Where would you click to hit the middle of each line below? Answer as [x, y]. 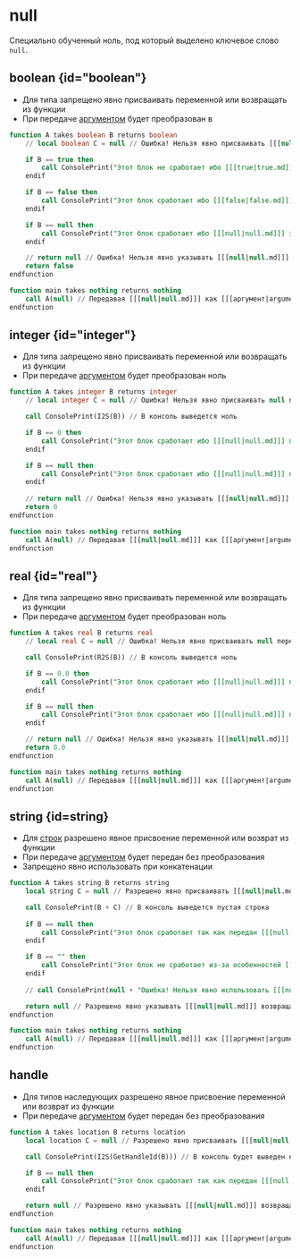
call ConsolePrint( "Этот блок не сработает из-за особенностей [161, 966]
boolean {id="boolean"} [78, 78]
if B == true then [59, 159]
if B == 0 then [54, 433]
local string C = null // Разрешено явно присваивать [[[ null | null [153, 891]
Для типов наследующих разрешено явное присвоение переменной [154, 1096]
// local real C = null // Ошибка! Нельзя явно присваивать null [150, 642]
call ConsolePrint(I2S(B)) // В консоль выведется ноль [132, 417]
